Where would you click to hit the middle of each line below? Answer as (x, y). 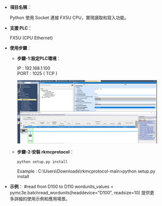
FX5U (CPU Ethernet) (31, 38)
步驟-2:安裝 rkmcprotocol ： (46, 152)
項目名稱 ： (21, 7)
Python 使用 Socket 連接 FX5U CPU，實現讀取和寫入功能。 (69, 18)
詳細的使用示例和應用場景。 (42, 199)
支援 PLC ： (21, 28)
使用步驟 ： (21, 48)
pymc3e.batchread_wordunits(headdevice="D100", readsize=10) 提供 (80, 192)
